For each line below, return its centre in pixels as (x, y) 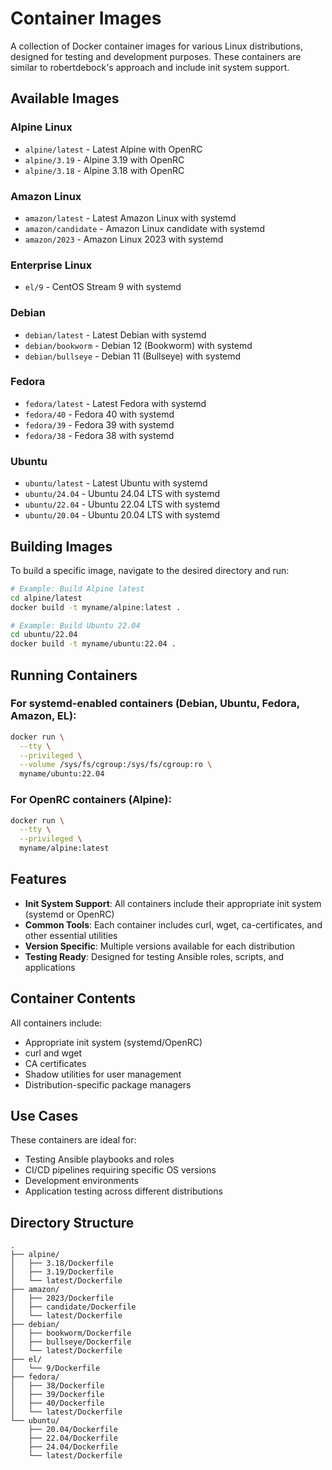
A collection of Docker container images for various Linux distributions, (156, 46)
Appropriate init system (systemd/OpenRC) (113, 1042)
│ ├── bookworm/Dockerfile (71, 1333)
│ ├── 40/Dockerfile (57, 1403)
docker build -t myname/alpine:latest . (96, 607)
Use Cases (44, 1116)
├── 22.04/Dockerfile (73, 1438)
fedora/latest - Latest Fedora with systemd (115, 403)
